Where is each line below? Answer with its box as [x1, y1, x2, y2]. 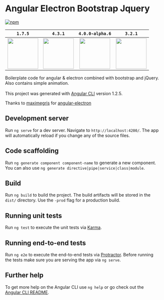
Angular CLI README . [5, 289, 49, 295]
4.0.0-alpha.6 [78, 30, 112, 36]
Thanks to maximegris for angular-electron [5, 100, 92, 106]
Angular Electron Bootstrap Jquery [5, 3, 150, 14]
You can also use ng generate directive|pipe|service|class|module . [5, 165, 145, 171]
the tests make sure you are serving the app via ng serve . [5, 257, 121, 263]
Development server [5, 114, 69, 123]
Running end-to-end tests [5, 239, 86, 247]
